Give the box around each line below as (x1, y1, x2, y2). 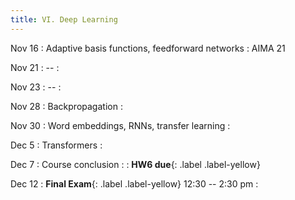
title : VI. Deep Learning (10, 14, 118, 25)
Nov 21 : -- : (10, 61, 60, 73)
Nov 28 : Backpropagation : (10, 100, 123, 112)
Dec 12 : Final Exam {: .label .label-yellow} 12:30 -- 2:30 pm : (10, 177, 259, 190)
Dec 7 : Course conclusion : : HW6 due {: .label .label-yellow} (10, 158, 261, 170)
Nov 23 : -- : (10, 81, 62, 93)
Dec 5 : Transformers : (10, 139, 103, 151)
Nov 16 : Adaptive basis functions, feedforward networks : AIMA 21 (10, 42, 286, 54)
